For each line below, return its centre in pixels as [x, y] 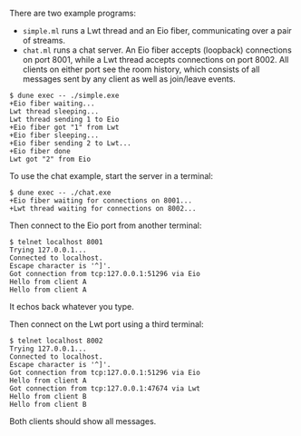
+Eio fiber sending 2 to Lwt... [70, 144]
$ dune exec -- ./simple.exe [64, 95]
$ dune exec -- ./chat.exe [60, 193]
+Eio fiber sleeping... [54, 135]
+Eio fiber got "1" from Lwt [64, 127]
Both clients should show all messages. [83, 421]
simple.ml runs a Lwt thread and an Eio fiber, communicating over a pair [157, 30]
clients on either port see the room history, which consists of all [141, 69]
